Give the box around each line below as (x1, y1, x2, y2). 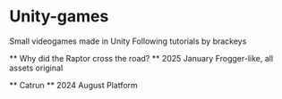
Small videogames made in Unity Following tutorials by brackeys (9, 36, 247, 46)
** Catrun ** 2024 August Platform (9, 79, 139, 90)
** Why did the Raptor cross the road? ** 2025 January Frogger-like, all (9, 53, 274, 63)
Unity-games (9, 6, 109, 27)
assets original (9, 62, 64, 73)
